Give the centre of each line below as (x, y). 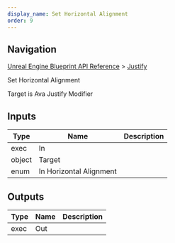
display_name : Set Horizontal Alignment (68, 14)
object (21, 160)
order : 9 (20, 21)
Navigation (32, 49)
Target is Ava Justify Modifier (50, 94)
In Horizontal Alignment (78, 171)
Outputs (26, 196)
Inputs (22, 116)
